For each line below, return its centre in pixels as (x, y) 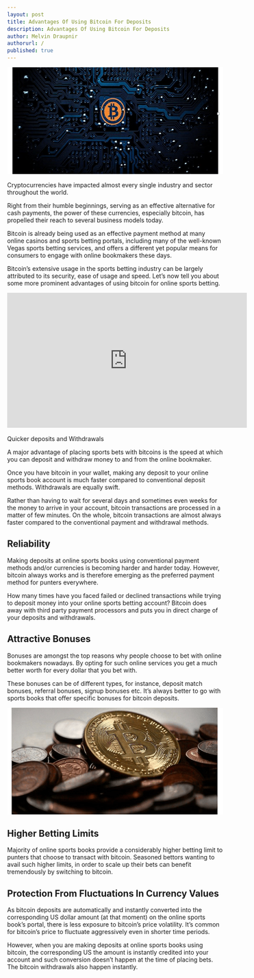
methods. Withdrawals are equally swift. (64, 487)
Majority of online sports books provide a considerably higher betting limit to (115, 850)
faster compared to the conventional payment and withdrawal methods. (108, 522)
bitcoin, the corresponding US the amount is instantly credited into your (108, 953)
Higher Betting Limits (53, 834)
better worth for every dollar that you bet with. (72, 670)
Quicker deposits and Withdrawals (55, 439)
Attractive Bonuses (49, 639)
